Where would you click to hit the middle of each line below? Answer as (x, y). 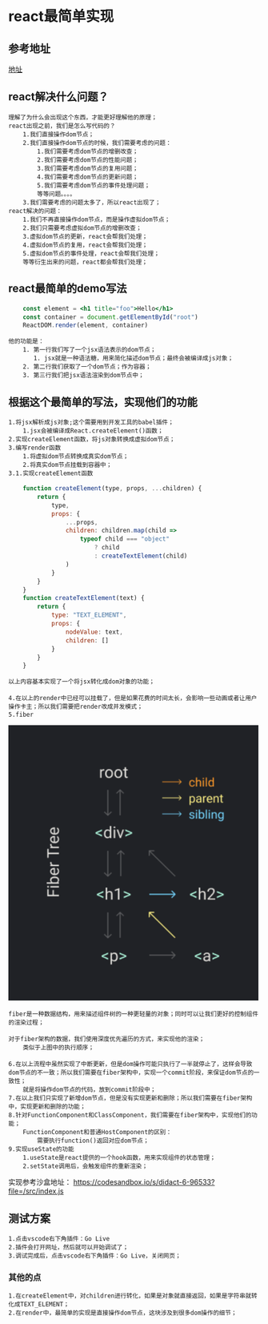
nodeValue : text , (94, 632)
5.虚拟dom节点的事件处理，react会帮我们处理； (91, 253)
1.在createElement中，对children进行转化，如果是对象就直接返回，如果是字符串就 (130, 1296)
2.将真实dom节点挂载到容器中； (68, 465)
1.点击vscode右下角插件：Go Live (59, 1239)
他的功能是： (26, 341)
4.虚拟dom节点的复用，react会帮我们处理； (85, 245)
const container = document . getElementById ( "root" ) (110, 317)
